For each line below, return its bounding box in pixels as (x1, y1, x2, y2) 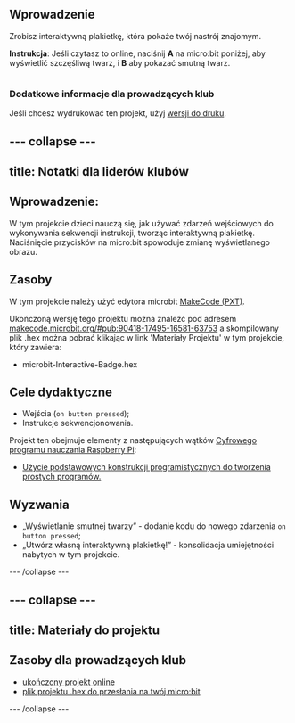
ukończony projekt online (21, 677, 116, 687)
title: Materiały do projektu (9, 622, 160, 637)
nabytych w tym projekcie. (21, 549, 120, 560)
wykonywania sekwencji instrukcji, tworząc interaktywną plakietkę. (9, 227, 256, 238)
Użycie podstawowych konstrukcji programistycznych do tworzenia (21, 462, 272, 472)
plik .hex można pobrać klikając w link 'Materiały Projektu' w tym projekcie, (9, 332, 285, 342)
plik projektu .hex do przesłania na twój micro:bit (21, 686, 201, 696)
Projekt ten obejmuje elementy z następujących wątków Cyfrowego (9, 435, 257, 446)
